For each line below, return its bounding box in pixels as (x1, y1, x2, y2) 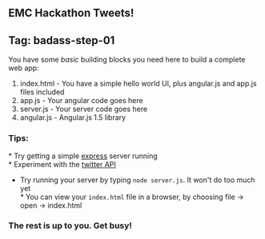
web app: (8, 63, 39, 73)
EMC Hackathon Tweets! (8, 6, 135, 20)
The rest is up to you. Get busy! (8, 220, 132, 231)
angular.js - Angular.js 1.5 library (19, 113, 126, 122)
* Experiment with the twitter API (8, 159, 116, 169)
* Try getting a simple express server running (8, 151, 158, 161)
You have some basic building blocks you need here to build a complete (8, 55, 246, 65)
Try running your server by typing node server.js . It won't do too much (19, 175, 255, 185)
